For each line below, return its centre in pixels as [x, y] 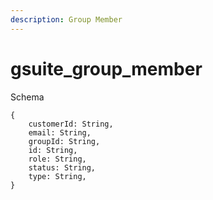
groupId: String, [64, 141]
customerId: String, [71, 124]
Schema [27, 97]
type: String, [57, 176]
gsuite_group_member [106, 68]
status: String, [62, 167]
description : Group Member [66, 19]
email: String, [60, 132]
